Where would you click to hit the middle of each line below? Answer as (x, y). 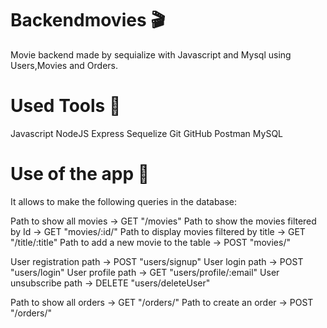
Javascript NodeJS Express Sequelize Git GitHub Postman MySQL (146, 133)
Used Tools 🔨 (66, 106)
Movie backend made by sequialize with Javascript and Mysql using (151, 54)
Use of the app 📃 (80, 174)
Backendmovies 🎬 (88, 20)
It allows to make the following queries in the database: (124, 201)
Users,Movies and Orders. (64, 65)
